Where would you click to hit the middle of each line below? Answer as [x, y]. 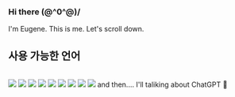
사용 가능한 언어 [44, 56]
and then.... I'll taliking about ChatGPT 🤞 [162, 84]
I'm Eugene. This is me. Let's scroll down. [76, 29]
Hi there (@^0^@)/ [44, 12]
